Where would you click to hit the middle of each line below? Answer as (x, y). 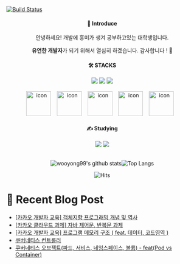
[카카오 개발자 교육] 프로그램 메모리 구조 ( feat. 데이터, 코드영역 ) (92, 232)
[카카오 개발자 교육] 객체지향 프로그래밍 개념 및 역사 (76, 217)
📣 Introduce (102, 23)
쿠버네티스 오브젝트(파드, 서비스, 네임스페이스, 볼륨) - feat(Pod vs (93, 248)
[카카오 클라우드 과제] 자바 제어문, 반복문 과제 (69, 224)
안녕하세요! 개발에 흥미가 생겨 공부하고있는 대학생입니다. (102, 38)
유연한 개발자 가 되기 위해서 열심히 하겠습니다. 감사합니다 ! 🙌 (102, 50)
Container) (29, 254)
